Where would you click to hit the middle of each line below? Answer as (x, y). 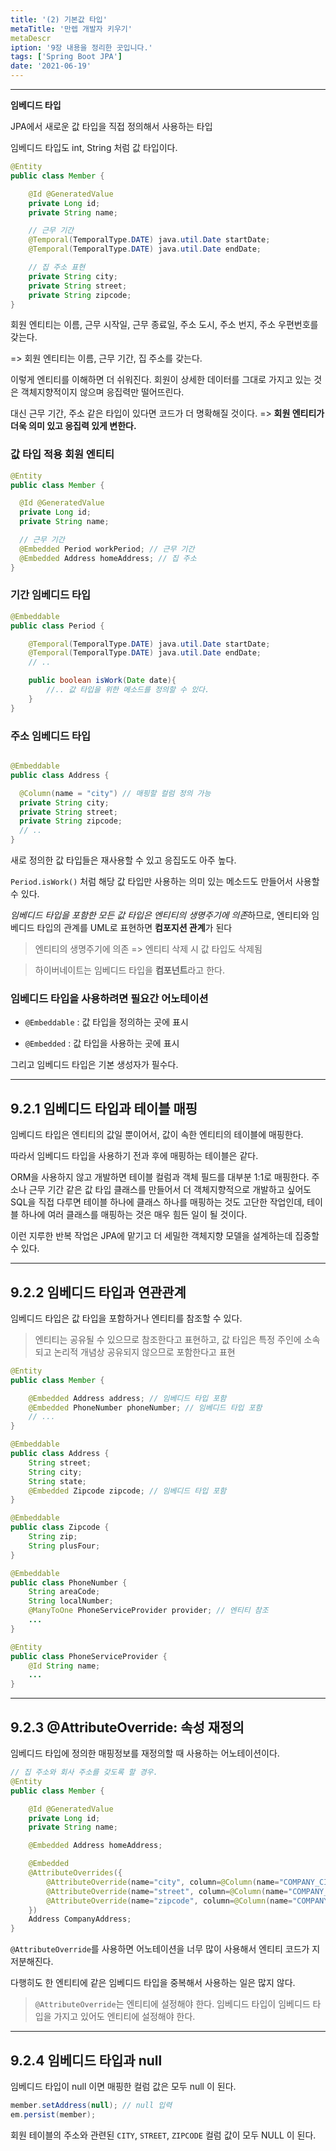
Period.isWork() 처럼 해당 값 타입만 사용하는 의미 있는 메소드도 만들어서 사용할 (165, 882)
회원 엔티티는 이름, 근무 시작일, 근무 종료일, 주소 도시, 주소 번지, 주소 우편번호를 (164, 325)
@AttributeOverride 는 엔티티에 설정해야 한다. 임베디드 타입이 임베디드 (172, 2004)
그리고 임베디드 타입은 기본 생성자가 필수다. (94, 1065)
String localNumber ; (71, 1601)
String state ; (57, 1481)
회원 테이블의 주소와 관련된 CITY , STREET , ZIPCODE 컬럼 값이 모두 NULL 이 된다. (163, 2135)
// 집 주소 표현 (57, 267)
